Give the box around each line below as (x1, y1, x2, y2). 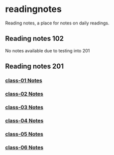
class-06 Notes (5, 144, 44, 151)
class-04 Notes (5, 117, 44, 124)
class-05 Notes (5, 131, 43, 138)
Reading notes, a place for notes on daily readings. (5, 20, 110, 26)
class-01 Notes (5, 77, 42, 84)
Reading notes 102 (5, 34, 64, 43)
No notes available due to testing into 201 (5, 47, 90, 53)
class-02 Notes (5, 90, 43, 97)
